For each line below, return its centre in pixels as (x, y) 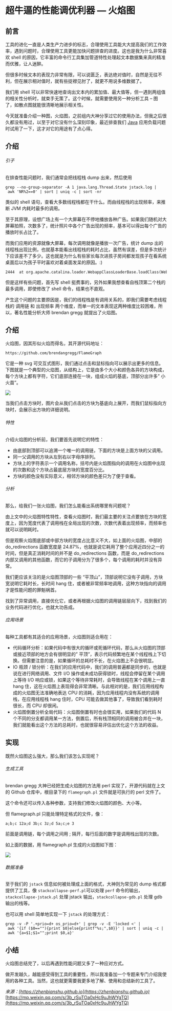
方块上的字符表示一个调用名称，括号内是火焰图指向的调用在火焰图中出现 (89, 463)
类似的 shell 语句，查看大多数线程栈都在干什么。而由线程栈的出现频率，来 (83, 202)
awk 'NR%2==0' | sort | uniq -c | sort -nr (55, 192)
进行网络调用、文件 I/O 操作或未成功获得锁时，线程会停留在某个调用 (93, 674)
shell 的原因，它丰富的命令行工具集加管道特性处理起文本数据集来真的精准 (88, 57)
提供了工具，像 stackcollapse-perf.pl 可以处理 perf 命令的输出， (74, 891)
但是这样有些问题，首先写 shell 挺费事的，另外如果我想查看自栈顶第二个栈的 (85, 282)
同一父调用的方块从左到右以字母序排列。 (55, 457)
